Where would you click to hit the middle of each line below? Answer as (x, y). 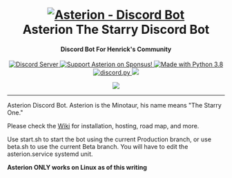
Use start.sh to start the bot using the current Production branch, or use (109, 139)
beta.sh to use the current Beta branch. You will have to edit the (98, 147)
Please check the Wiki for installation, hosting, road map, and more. (103, 126)
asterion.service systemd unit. (50, 154)
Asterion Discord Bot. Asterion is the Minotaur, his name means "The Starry (115, 106)
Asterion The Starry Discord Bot (116, 30)
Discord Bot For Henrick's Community (116, 49)
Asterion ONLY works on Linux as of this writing (77, 168)
